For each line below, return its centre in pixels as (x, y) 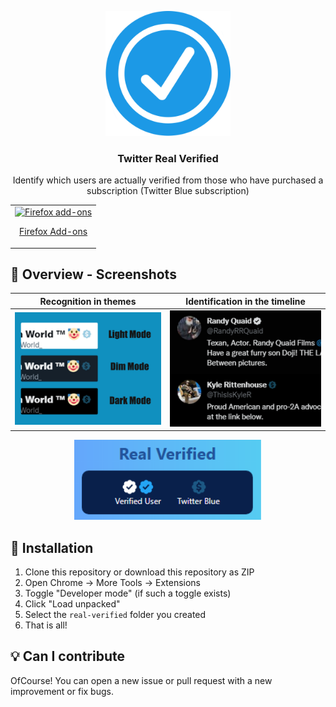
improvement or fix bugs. (62, 691)
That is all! (46, 625)
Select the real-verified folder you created (115, 614)
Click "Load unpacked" (72, 603)
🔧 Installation (52, 547)
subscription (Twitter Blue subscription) (168, 191)
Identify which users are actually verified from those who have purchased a (168, 180)
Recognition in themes (88, 301)
